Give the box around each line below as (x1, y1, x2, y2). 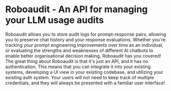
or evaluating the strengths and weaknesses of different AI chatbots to (5, 47, 154, 53)
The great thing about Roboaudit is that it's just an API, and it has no (5, 58, 149, 64)
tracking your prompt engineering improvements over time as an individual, (5, 42, 163, 48)
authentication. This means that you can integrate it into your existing (5, 64, 151, 70)
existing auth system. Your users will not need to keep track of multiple (5, 74, 155, 80)
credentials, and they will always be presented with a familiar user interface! (5, 80, 165, 86)
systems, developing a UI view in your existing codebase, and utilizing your (5, 69, 163, 75)
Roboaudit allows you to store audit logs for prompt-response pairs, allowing (5, 31, 166, 37)
